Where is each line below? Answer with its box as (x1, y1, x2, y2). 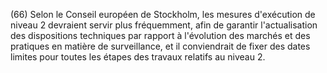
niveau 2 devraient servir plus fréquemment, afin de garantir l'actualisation (10, 19, 318, 31)
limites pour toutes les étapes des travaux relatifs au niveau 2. (10, 51, 266, 63)
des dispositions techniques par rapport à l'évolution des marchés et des (10, 30, 311, 41)
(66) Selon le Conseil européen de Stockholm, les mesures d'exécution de (10, 9, 316, 20)
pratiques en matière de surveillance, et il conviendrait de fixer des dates (10, 40, 311, 52)
